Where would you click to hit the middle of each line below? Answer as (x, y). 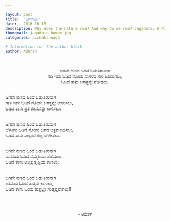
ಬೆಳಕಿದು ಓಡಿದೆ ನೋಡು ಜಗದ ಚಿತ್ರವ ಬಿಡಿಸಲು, (39, 130)
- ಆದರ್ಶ (85, 214)
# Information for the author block (44, 47)
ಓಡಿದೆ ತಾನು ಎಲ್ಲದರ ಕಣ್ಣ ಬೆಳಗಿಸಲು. (33, 135)
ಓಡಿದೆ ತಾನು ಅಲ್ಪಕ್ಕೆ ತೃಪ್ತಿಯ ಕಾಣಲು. (32, 162)
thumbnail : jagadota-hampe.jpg (38, 33)
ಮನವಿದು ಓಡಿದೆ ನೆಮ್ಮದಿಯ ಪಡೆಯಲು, (34, 156)
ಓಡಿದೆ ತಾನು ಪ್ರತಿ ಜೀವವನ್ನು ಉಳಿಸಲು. (33, 108)
